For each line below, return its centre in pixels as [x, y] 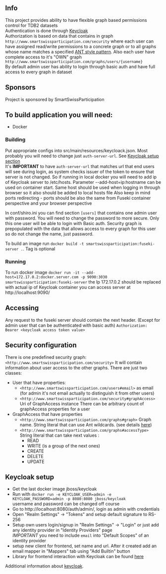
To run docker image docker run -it [43, 273]
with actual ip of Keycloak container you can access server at [68, 287]
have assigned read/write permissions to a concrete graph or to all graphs [81, 46]
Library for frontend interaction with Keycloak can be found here [78, 557]
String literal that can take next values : [59, 435]
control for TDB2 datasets [31, 25]
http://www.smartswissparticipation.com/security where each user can [80, 41]
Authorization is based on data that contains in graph [59, 36]
